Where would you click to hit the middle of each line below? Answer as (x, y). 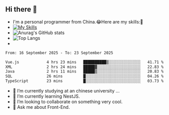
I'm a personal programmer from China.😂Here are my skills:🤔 (78, 21)
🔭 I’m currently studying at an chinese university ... (66, 91)
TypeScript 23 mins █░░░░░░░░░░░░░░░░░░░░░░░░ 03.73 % (84, 81)
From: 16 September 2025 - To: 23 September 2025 (59, 53)
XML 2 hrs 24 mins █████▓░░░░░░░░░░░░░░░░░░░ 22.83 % (84, 67)
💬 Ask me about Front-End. (41, 107)
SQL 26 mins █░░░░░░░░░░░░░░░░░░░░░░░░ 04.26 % (84, 76)
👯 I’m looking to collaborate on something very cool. (68, 102)
